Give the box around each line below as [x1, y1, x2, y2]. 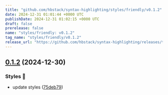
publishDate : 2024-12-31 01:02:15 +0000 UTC [5, 16, 99, 21]
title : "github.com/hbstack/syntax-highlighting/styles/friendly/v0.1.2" [5, 7, 162, 12]
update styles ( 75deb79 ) [12, 84, 63, 90]
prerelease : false [5, 26, 43, 31]
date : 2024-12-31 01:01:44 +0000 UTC [5, 12, 84, 17]
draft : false [5, 21, 32, 26]
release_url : [5, 40, 32, 45]
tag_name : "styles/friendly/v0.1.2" [5, 35, 81, 40]
